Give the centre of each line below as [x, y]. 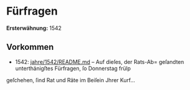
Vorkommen [30, 47]
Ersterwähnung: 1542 [34, 28]
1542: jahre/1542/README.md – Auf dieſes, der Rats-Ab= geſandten [100, 61]
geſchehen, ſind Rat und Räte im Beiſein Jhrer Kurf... [71, 80]
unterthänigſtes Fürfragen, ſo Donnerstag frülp [73, 68]
